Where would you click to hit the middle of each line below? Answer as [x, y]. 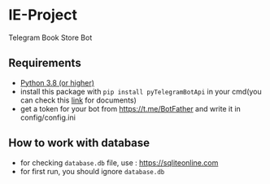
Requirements [45, 63]
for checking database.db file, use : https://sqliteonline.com [119, 162]
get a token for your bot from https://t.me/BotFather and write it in [131, 108]
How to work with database [79, 143]
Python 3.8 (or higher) [57, 82]
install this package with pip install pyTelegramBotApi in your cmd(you [141, 91]
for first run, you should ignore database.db [92, 171]
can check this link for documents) [78, 100]
